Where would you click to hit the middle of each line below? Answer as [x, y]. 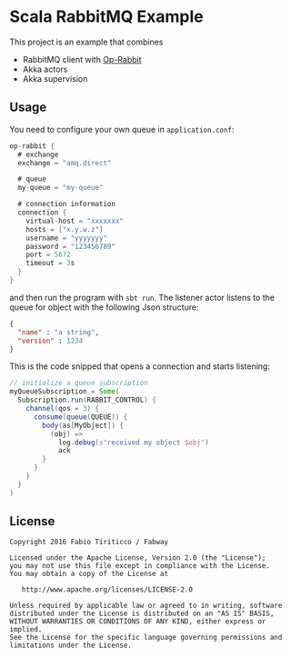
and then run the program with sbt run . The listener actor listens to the [142, 297]
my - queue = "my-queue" [60, 188]
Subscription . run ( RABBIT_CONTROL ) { [87, 400]
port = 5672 [48, 255]
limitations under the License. [70, 646]
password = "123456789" [71, 246]
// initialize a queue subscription [79, 383]
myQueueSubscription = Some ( [65, 392]
